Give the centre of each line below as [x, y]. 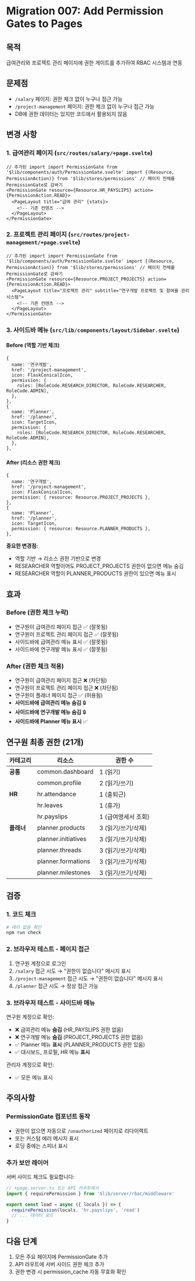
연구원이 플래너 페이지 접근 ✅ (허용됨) [59, 695]
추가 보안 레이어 [27, 1163]
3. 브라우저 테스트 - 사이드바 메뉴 [51, 1002]
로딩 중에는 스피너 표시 [41, 1145]
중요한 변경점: [22, 546]
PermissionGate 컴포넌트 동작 [48, 1117]
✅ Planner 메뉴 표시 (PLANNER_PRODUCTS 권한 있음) [80, 1044]
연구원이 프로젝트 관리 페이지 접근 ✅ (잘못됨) [67, 634]
